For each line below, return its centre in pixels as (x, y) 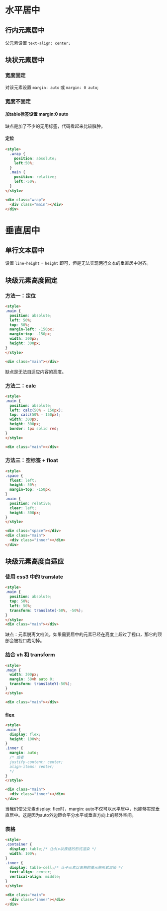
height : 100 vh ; (25, 739)
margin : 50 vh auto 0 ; (32, 679)
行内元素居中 (25, 30)
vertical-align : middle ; (35, 877)
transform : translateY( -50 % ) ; (41, 684)
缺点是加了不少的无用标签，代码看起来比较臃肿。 (55, 126)
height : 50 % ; (23, 485)
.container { (19, 844)
